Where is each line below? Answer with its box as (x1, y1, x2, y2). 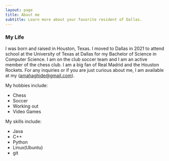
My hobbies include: (5, 82, 48, 88)
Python (12, 139, 28, 145)
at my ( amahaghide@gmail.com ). (5, 72, 75, 78)
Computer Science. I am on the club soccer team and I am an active (5, 56, 148, 62)
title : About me (5, 12, 40, 17)
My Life (5, 34, 24, 41)
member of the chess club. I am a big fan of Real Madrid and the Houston (5, 62, 159, 68)
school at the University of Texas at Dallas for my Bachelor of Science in (5, 50, 157, 57)
